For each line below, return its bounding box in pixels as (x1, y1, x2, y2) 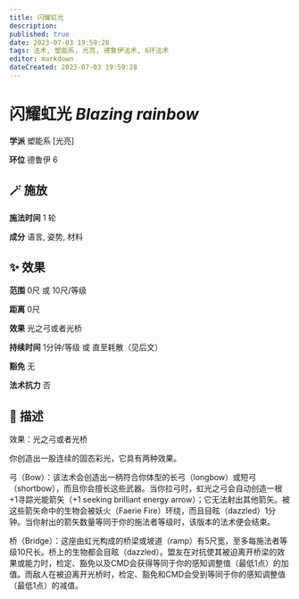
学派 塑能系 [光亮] (9, 135, 75, 146)
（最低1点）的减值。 (9, 580, 83, 591)
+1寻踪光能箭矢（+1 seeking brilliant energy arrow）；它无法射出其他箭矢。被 (9, 495, 290, 505)
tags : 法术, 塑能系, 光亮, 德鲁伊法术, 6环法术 (9, 46, 170, 55)
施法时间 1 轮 (9, 212, 56, 223)
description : (9, 21, 58, 30)
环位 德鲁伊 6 (9, 154, 58, 165)
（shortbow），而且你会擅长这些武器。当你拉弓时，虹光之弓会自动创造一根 (9, 483, 283, 494)
